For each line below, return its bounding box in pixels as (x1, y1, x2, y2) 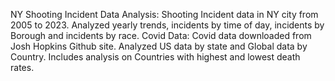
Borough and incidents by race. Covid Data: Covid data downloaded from (10, 30, 312, 41)
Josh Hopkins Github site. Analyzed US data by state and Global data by (10, 40, 308, 52)
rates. (10, 62, 35, 73)
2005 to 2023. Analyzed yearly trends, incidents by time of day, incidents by (10, 19, 325, 31)
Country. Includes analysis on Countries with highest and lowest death (10, 51, 301, 63)
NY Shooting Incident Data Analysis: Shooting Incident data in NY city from (10, 9, 319, 20)
